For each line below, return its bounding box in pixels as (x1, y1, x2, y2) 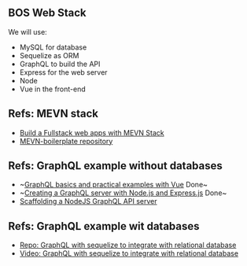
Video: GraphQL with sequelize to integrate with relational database (19, 249, 238, 258)
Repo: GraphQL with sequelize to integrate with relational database (19, 240, 237, 250)
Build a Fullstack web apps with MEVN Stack (19, 127, 164, 137)
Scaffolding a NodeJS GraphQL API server (19, 197, 157, 206)
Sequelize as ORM (19, 50, 79, 60)
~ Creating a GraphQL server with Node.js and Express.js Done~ (19, 188, 227, 198)
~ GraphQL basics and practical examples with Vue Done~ (19, 180, 208, 190)
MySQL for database (19, 42, 87, 52)
